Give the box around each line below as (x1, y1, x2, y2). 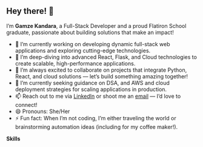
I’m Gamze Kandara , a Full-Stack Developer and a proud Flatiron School (6, 22, 187, 29)
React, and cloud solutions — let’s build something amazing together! (15, 72, 188, 80)
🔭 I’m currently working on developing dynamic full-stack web (15, 40, 171, 47)
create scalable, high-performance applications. (15, 60, 136, 67)
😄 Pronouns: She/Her (15, 108, 70, 115)
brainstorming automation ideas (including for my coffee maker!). (15, 123, 178, 131)
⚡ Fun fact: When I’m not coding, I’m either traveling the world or (15, 114, 177, 121)
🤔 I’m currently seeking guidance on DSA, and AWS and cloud (15, 79, 170, 86)
